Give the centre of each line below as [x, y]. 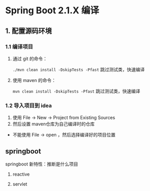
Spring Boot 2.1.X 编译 [52, 10]
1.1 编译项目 [19, 46]
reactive [21, 174]
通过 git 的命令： [30, 59]
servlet [20, 184]
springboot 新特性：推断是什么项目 [42, 164]
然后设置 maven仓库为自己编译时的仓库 [53, 124]
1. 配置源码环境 [29, 31]
